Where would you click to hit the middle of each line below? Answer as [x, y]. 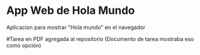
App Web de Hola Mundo [71, 11]
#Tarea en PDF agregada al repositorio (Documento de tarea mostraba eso [100, 39]
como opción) [24, 45]
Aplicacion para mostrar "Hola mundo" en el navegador [76, 27]
